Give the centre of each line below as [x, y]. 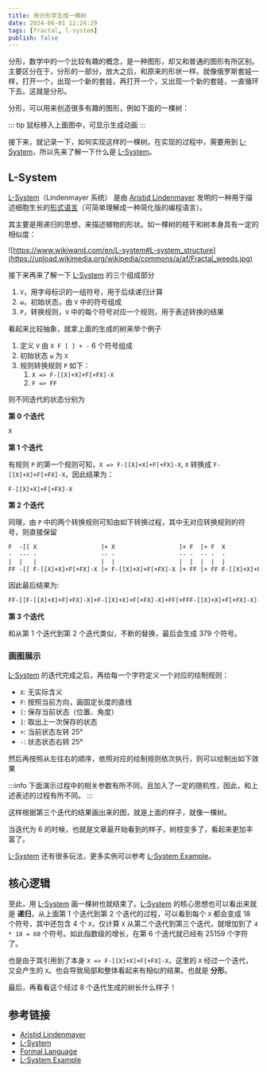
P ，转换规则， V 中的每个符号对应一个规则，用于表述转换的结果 [122, 312]
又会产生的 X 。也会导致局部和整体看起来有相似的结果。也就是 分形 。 [120, 970]
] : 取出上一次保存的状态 [58, 721]
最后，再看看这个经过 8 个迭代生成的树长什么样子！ [93, 988]
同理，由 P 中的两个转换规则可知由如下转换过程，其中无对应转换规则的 [124, 522]
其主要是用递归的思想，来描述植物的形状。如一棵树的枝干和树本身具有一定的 [133, 224]
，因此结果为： [89, 474]
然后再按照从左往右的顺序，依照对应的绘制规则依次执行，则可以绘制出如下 [130, 758]
